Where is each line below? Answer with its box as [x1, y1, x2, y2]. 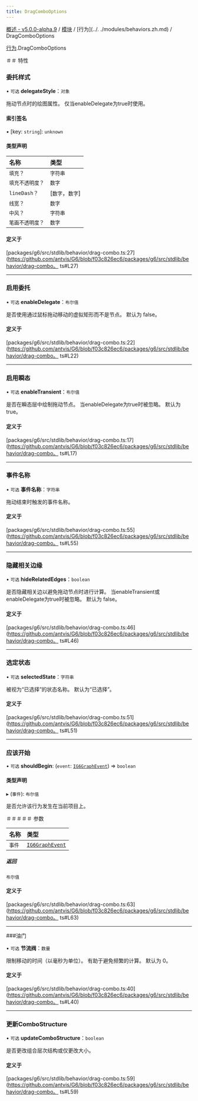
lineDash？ [9, 190, 39, 197]
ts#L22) [60, 352, 79, 359]
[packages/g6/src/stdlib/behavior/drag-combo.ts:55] [6, 527, 136, 534]
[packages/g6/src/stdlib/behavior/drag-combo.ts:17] [6, 437, 134, 444]
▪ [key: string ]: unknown [6, 128, 64, 135]
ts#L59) [60, 1088, 79, 1096]
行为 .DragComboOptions [6, 44, 67, 51]
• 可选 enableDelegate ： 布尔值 [6, 298, 79, 305]
